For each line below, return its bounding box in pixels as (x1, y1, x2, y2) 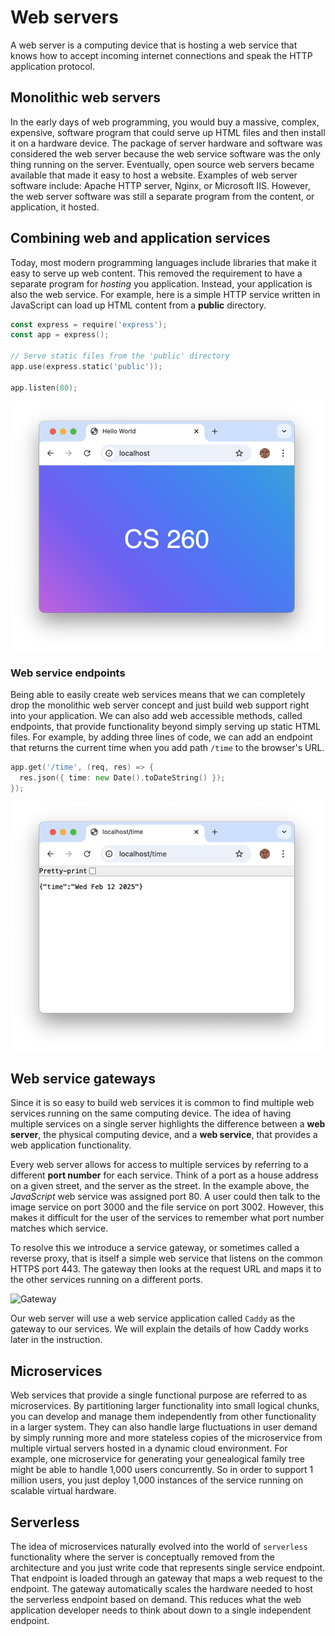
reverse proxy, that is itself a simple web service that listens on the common (10, 1252, 323, 1265)
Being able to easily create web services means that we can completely (10, 688, 306, 700)
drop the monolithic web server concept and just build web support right (10, 699, 310, 711)
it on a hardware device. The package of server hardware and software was (10, 137, 323, 149)
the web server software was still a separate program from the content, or (10, 190, 315, 202)
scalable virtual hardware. (10, 1485, 117, 1497)
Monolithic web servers (10, 89, 162, 106)
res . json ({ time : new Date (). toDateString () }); (19, 772, 226, 783)
